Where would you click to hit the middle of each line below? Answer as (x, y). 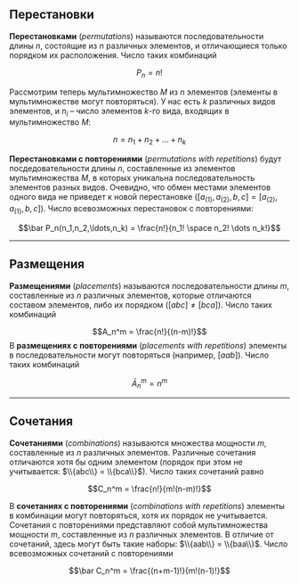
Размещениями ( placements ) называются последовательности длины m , (149, 285)
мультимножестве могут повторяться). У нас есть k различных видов (142, 101)
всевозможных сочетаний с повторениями (91, 553)
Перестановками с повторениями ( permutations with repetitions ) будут (145, 159)
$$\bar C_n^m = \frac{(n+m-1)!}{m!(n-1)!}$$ (149, 571)
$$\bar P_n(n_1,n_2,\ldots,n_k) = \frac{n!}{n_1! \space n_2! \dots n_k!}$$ (149, 227)
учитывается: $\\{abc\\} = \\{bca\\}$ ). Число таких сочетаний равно (137, 471)
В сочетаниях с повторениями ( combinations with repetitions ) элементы (147, 506)
